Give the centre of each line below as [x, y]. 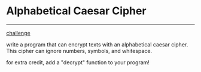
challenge [19, 33]
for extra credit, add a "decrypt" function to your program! [78, 62]
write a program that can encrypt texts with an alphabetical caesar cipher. [97, 44]
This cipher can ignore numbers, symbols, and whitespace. [79, 51]
